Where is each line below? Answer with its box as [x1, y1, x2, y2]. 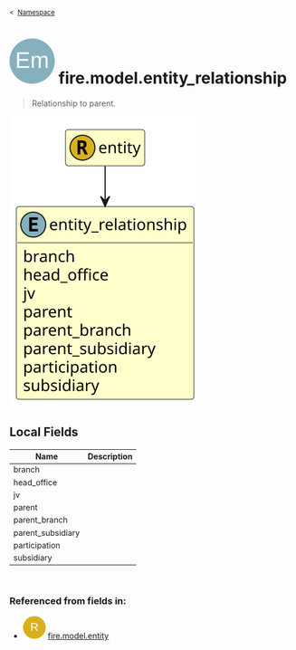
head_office [13, 476, 58, 488]
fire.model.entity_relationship [58, 68, 288, 88]
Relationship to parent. [31, 98, 116, 109]
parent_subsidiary [13, 527, 81, 538]
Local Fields [9, 425, 79, 440]
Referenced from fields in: [9, 595, 127, 607]
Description [87, 451, 133, 462]
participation [13, 540, 61, 550]
